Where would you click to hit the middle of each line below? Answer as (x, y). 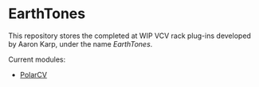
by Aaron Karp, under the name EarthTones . (80, 43)
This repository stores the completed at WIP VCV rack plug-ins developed (129, 36)
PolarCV (33, 74)
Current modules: (37, 59)
